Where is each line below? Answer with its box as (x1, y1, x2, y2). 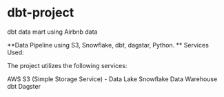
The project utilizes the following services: (7, 61, 128, 69)
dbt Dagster (7, 82, 41, 90)
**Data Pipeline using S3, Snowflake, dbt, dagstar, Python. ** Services (7, 41, 209, 49)
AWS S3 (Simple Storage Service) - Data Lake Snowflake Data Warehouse (7, 74, 218, 83)
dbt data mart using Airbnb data (7, 28, 98, 36)
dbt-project (7, 5, 74, 21)
